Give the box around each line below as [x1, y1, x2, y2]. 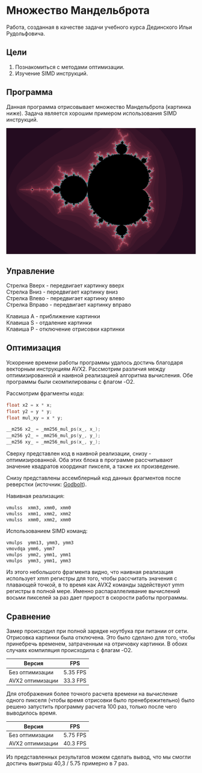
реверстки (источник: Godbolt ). [6, 481, 87, 488]
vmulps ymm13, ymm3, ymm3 [6, 540, 74, 546]
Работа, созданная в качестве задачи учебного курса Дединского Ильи [6, 23, 192, 31]
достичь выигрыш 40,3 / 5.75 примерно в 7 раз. [6, 759, 129, 767]
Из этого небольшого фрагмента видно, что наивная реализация [6, 568, 173, 576]
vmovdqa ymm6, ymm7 [6, 546, 55, 552]
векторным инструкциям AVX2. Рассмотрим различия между [6, 365, 166, 372]
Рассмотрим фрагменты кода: [6, 389, 85, 397]
